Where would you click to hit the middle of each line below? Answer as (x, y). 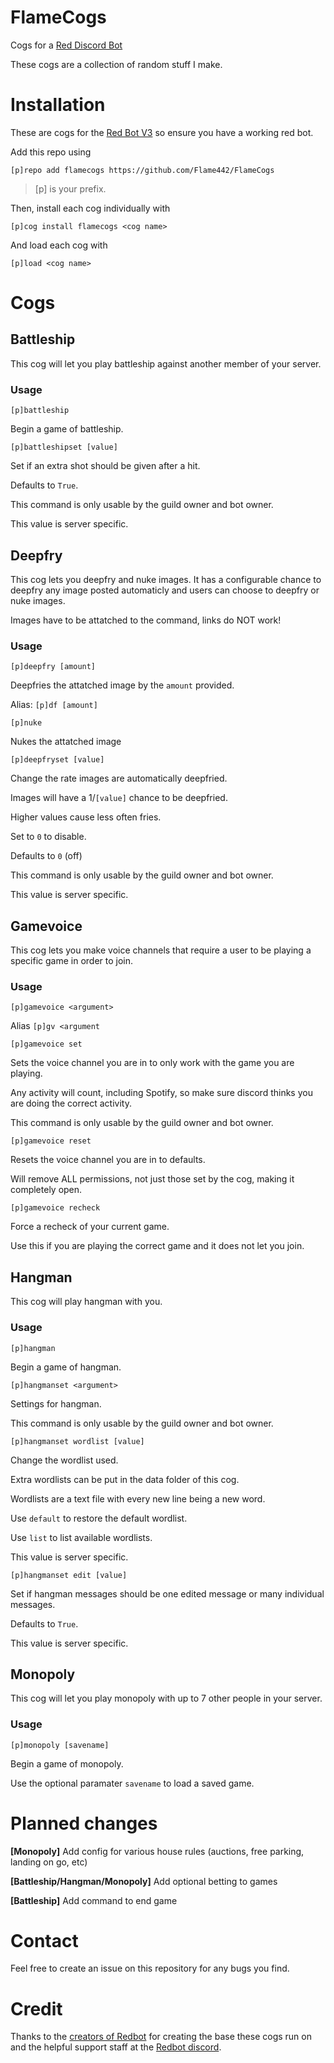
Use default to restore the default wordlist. (99, 1518)
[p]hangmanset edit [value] (69, 1575)
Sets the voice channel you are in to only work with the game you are (152, 1063)
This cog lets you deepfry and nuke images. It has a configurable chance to (166, 579)
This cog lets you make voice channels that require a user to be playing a (161, 950)
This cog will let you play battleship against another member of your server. (166, 363)
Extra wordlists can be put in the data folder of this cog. (125, 1479)
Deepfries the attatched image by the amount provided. (122, 685)
